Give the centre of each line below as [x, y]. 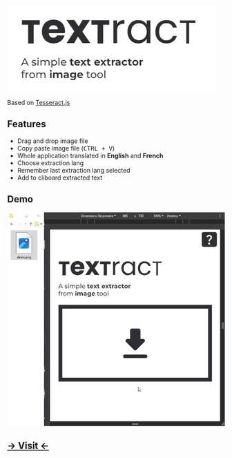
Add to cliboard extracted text [59, 178]
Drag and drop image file [52, 141]
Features [27, 124]
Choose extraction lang [50, 163]
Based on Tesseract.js [39, 103]
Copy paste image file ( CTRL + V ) [66, 148]
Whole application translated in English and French [90, 155]
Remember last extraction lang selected [74, 170]
